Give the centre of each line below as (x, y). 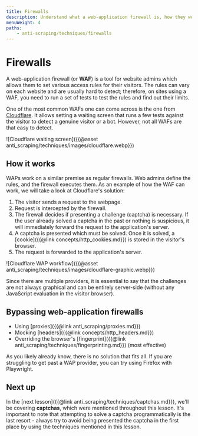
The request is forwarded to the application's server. (78, 252)
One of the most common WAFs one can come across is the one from (91, 109)
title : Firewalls (27, 11)
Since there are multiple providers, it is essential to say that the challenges (96, 281)
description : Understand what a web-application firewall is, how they (96, 17)
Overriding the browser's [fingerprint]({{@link (70, 338)
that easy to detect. (30, 128)
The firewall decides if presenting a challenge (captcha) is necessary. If (101, 214)
